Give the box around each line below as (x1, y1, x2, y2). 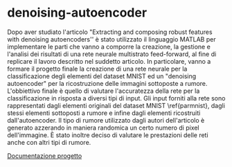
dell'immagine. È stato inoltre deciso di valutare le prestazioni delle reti (7, 130, 209, 139)
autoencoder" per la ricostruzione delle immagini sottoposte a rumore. (7, 79, 208, 87)
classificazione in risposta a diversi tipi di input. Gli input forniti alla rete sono (7, 94, 226, 102)
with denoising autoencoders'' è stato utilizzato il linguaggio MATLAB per (7, 35, 216, 43)
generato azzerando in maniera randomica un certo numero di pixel (7, 123, 199, 132)
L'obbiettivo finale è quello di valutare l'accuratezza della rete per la (7, 87, 200, 95)
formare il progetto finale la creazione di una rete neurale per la (7, 64, 188, 73)
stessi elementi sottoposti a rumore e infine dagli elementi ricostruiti (7, 109, 201, 117)
